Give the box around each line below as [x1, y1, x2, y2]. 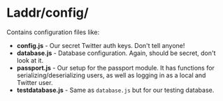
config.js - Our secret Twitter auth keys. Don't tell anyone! [16, 41, 185, 49]
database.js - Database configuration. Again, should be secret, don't [16, 49, 216, 57]
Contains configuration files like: [6, 28, 99, 36]
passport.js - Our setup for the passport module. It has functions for [16, 63, 215, 72]
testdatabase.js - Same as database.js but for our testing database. [16, 86, 215, 94]
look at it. [16, 56, 43, 64]
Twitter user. [16, 78, 53, 86]
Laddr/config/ [6, 5, 89, 21]
